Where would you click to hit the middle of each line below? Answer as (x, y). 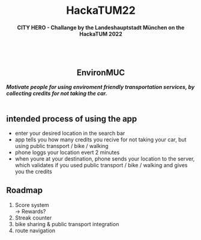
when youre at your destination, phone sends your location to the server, (105, 159)
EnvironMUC (101, 72)
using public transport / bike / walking (62, 146)
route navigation (35, 230)
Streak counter (33, 218)
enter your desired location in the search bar (70, 134)
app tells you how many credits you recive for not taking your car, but (101, 140)
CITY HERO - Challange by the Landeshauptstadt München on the (101, 27)
